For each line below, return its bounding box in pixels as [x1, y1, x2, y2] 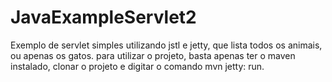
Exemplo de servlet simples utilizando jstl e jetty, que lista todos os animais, [10, 39, 323, 51]
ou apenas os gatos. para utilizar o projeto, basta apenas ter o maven [10, 49, 296, 61]
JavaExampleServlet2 [10, 6, 197, 29]
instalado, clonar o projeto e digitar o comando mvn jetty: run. [10, 60, 265, 72]
